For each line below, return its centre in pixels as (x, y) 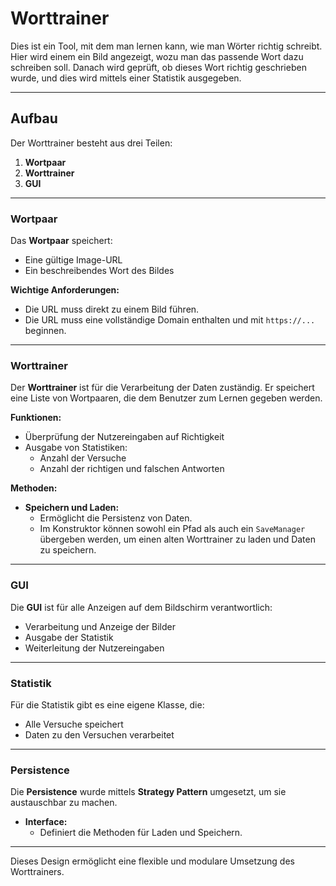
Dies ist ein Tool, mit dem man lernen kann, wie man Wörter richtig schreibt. (166, 46)
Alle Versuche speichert (74, 724)
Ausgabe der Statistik (69, 637)
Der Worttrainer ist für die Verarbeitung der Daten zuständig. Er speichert (162, 388)
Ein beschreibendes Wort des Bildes (99, 271)
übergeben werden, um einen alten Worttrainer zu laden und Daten (177, 539)
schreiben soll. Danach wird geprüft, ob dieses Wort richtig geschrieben (158, 67)
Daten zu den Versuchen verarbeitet (99, 734)
